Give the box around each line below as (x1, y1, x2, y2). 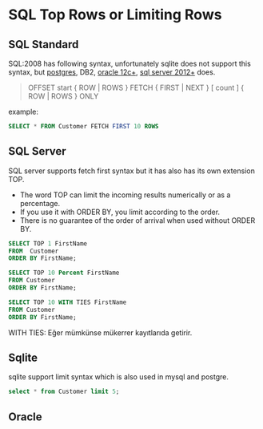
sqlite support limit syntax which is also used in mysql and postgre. (8, 372, 229, 382)
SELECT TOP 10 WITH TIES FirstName (8, 298, 127, 306)
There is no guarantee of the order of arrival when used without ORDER (19, 215, 256, 225)
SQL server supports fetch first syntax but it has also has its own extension (8, 166, 256, 176)
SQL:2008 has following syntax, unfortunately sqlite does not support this (8, 59, 252, 68)
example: (8, 107, 38, 116)
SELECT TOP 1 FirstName (8, 239, 88, 248)
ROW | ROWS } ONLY (27, 91, 99, 101)
